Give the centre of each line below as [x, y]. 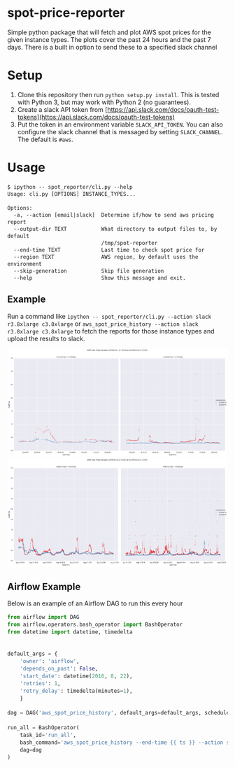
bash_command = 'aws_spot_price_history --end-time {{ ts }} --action [122, 743]
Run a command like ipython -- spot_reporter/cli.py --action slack [109, 316]
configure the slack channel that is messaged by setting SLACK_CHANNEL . [120, 131]
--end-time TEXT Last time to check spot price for [109, 250]
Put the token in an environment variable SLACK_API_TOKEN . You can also [120, 124]
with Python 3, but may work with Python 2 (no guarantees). [104, 102]
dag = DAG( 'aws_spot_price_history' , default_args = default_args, [104, 713]
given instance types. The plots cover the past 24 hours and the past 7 [109, 39]
